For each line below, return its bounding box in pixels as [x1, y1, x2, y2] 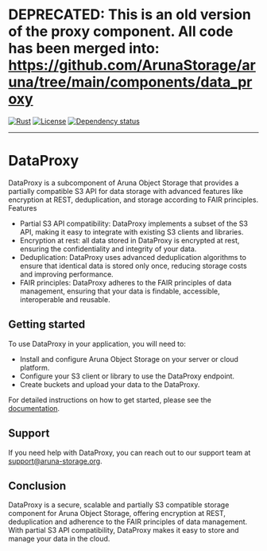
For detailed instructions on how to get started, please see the [8, 395, 212, 405]
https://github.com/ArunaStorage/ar [8, 56, 256, 75]
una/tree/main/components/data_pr [8, 73, 253, 91]
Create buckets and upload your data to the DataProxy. [19, 379, 200, 389]
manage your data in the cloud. [8, 534, 110, 544]
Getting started [8, 318, 86, 332]
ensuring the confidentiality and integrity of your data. [19, 244, 197, 254]
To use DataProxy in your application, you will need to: [8, 339, 187, 348]
